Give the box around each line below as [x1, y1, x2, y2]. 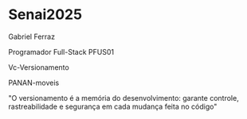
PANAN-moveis [8, 78, 60, 87]
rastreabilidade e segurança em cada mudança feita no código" [8, 102, 218, 111]
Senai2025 [8, 6, 82, 24]
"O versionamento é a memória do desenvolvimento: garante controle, [8, 93, 239, 102]
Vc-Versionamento [8, 62, 69, 72]
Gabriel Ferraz [8, 32, 56, 41]
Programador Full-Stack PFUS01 [8, 47, 114, 56]
